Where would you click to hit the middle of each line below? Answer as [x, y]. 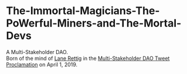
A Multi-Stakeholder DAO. [37, 52]
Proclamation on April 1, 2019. [42, 64]
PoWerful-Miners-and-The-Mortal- [94, 23]
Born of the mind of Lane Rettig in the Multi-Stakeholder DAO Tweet [88, 58]
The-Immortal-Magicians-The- [83, 11]
